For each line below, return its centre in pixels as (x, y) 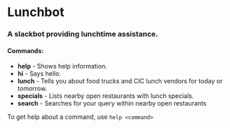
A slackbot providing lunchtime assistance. (83, 34)
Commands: (26, 50)
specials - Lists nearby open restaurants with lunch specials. (106, 96)
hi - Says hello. (39, 73)
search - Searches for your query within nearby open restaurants (112, 104)
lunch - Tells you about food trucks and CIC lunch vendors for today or (120, 81)
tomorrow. (32, 89)
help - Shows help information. (62, 66)
